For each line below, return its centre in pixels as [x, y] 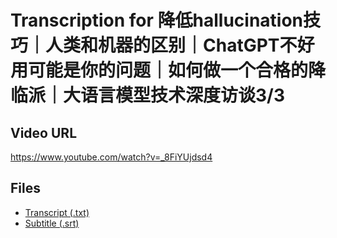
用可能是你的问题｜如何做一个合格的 [159, 70]
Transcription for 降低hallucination [157, 20]
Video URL [44, 132]
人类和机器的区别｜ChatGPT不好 [180, 45]
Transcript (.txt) [57, 212]
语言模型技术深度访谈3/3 [183, 95]
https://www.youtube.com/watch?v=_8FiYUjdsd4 [111, 157]
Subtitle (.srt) [52, 223]
